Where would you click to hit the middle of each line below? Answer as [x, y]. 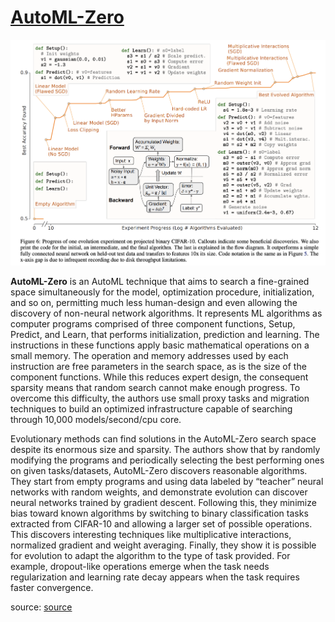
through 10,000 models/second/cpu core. [96, 420]
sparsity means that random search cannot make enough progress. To [155, 388]
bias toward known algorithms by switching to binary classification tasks [159, 513]
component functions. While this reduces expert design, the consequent [159, 377]
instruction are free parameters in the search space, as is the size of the [158, 367]
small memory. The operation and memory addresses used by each [149, 356]
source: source [41, 607]
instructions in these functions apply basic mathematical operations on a [160, 345]
